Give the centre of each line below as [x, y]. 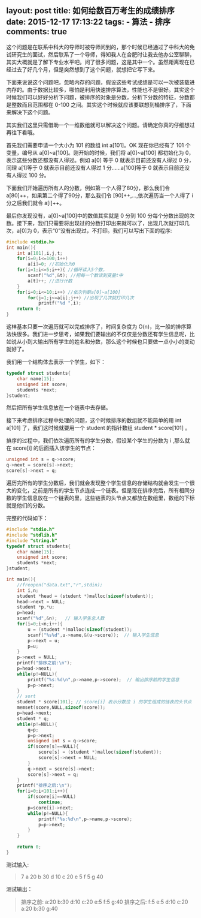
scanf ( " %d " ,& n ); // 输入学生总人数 [61, 618]
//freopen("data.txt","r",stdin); [60, 585]
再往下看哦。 [22, 132]
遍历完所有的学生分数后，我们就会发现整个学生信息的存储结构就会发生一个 [98, 483]
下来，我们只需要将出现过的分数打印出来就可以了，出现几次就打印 [103, 223]
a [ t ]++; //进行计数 [50, 281]
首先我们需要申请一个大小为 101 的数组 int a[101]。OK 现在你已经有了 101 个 [98, 145]
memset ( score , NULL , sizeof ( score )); [61, 708]
